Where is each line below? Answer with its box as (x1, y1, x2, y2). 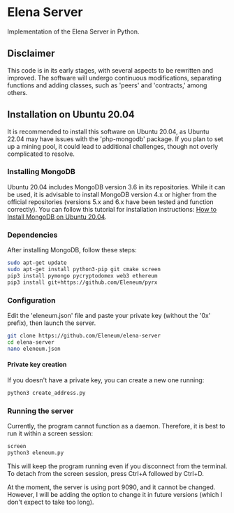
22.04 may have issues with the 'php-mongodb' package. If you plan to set (7, 134, 224, 143)
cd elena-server (7, 338, 54, 346)
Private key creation (7, 361, 67, 369)
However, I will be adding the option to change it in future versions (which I (7, 490, 223, 498)
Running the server (7, 406, 74, 416)
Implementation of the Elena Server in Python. (7, 27, 140, 36)
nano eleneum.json (7, 345, 61, 352)
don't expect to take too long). (7, 498, 94, 506)
